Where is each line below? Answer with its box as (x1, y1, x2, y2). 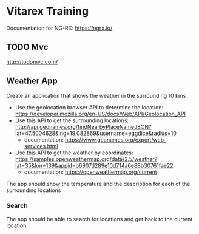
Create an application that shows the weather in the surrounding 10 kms (6, 92, 186, 99)
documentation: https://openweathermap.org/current (24, 168, 158, 176)
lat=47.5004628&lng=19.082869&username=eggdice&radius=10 (15, 129, 177, 137)
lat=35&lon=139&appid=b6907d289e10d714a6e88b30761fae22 (15, 162, 174, 169)
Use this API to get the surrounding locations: (15, 117, 129, 124)
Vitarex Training (6, 4, 89, 18)
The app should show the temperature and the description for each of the (6, 180, 191, 187)
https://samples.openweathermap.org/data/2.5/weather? (15, 155, 158, 162)
